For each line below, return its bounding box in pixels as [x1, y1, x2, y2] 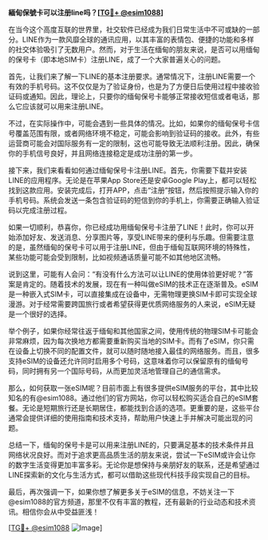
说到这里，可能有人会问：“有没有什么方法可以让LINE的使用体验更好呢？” [8, 269, 246, 279]
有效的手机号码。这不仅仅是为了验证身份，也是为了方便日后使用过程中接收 [8, 81, 253, 91]
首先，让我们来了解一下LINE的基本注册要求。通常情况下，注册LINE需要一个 [8, 72, 256, 81]
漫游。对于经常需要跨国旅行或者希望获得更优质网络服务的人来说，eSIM [8, 300, 242, 308]
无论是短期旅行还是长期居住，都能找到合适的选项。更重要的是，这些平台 [22, 403, 260, 412]
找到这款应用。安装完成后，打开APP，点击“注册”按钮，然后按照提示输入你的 [8, 185, 259, 195]
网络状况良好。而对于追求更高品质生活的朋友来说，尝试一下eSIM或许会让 [8, 451, 249, 459]
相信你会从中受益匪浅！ [22, 507, 100, 516]
